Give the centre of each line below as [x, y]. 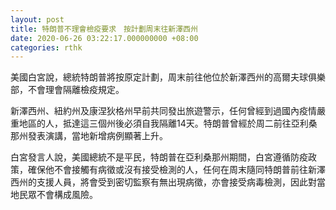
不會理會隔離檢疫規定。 [76, 90]
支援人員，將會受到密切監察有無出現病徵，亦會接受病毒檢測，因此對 [176, 182]
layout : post [37, 19]
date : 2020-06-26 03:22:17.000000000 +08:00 [104, 38]
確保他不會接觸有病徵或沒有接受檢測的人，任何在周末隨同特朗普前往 [167, 170]
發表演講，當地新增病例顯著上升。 [97, 136]
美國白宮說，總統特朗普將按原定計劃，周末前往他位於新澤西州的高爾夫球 [159, 77]
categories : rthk [46, 47]
